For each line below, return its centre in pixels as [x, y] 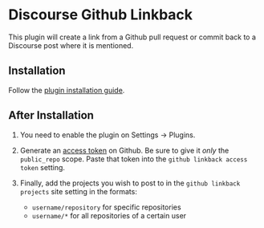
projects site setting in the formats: [79, 191]
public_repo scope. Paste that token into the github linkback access [134, 159]
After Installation [51, 115]
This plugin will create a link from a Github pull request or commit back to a [132, 37]
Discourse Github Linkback [101, 15]
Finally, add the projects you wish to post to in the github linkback [130, 183]
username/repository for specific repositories [107, 207]
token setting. [43, 167]
